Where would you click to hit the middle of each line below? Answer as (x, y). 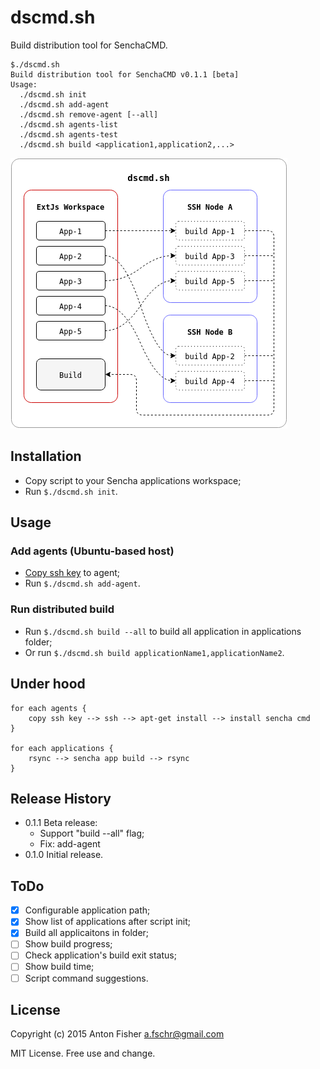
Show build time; (59, 967)
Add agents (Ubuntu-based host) (92, 551)
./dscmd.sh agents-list (68, 124)
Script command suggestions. (86, 978)
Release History (61, 798)
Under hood (48, 684)
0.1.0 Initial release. (64, 855)
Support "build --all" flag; (92, 833)
